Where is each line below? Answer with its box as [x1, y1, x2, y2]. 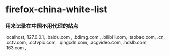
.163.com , [5, 45, 27, 51]
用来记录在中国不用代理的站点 [5, 23, 79, 30]
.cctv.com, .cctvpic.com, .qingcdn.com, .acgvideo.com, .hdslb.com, [5, 39, 148, 46]
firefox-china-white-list [5, 4, 108, 15]
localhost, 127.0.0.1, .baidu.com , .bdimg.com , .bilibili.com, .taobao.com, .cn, [5, 34, 165, 40]
